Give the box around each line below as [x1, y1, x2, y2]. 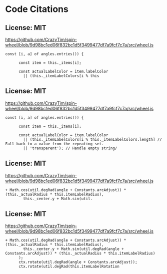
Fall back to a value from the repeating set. [5, 141, 104, 146]
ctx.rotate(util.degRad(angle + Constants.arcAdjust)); [18, 260, 137, 265]
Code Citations [5, 3, 68, 15]
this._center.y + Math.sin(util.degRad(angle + [23, 247, 124, 252]
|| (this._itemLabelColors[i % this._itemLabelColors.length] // [23, 137, 162, 142]
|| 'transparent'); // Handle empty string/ [23, 146, 117, 151]
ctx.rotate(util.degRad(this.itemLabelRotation [18, 264, 120, 269]
